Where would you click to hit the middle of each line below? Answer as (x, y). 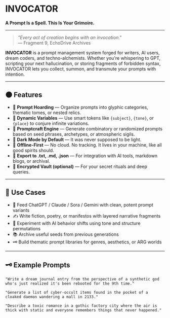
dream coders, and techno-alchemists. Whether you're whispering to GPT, (83, 58)
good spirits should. (33, 150)
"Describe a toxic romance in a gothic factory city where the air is (81, 306)
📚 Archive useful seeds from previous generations (66, 234)
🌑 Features (24, 95)
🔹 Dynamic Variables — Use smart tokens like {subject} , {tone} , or (83, 118)
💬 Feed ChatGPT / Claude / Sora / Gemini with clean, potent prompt (83, 205)
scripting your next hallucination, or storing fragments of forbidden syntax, (83, 63)
